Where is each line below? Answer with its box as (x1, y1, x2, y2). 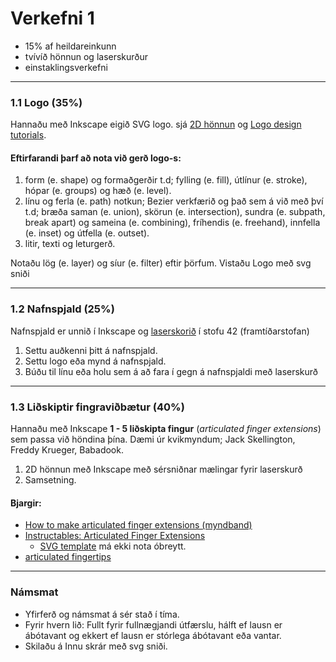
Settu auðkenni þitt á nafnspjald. (24, 344, 158, 356)
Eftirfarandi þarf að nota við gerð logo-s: (10, 152, 182, 164)
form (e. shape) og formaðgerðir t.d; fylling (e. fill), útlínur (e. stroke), (24, 174, 308, 186)
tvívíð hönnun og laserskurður (24, 50, 149, 62)
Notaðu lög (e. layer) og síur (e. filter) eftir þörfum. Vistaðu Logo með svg (10, 257, 312, 269)
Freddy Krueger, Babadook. (10, 444, 124, 456)
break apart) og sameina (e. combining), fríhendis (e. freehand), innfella (24, 217, 321, 229)
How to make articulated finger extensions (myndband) (24, 519, 253, 531)
